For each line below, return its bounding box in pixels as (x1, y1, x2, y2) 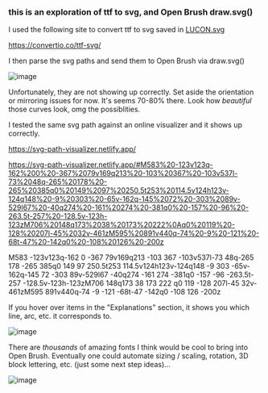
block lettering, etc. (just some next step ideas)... (8, 360, 171, 370)
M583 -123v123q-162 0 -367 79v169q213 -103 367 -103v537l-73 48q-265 (8, 253, 254, 262)
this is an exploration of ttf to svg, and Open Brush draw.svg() (8, 6, 254, 18)
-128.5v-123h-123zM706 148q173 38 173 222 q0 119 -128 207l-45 (23, 278, 240, 288)
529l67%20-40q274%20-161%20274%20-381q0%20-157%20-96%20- (8, 203, 249, 212)
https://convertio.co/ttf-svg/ (8, 40, 101, 50)
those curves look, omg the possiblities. (8, 104, 141, 115)
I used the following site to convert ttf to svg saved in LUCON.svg (8, 25, 225, 35)
